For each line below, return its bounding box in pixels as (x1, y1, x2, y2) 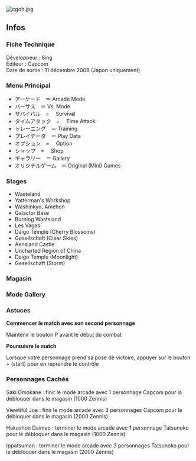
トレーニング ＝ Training (14, 125, 78, 132)
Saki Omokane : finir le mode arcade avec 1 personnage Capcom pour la (6, 388, 182, 396)
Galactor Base (14, 209, 49, 217)
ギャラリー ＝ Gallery (14, 154, 70, 162)
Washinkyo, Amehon (14, 203, 65, 210)
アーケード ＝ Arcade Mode (14, 95, 86, 102)
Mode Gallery (6, 291, 46, 299)
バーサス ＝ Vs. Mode (14, 102, 71, 109)
